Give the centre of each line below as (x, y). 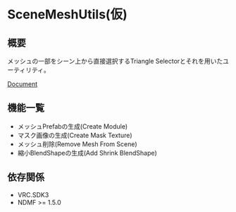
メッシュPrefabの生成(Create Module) (73, 126)
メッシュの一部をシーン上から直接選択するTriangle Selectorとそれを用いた (115, 61)
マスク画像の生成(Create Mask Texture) (75, 135)
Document (23, 84)
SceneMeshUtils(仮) (68, 14)
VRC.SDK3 (33, 194)
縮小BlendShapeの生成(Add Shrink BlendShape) (87, 153)
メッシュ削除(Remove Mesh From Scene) (77, 144)
